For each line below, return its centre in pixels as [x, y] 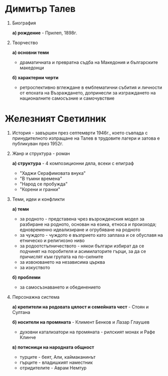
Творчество [25, 42]
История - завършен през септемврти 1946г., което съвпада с [80, 133]
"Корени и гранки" [40, 189]
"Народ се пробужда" [44, 184]
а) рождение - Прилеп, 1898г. [44, 33]
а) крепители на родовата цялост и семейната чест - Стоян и [80, 307]
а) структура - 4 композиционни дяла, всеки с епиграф [73, 163]
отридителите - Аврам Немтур [53, 368]
